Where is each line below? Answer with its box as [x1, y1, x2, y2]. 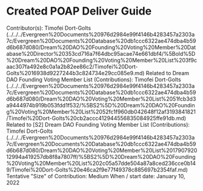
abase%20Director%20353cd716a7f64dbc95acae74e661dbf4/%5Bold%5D [6, 50, 196, 57]
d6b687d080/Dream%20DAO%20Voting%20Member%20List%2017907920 [6, 147, 198, 154]
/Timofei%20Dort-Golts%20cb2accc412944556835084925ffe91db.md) [6, 114, 187, 122]
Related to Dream [145, 69, 190, 76]
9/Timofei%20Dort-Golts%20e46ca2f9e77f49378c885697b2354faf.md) [6, 166, 188, 173]
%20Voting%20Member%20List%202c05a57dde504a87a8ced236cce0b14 [6, 159, 196, 167]
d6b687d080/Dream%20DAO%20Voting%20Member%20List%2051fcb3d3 [6, 95, 196, 102]
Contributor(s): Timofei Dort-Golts [6, 24, 92, 32]
